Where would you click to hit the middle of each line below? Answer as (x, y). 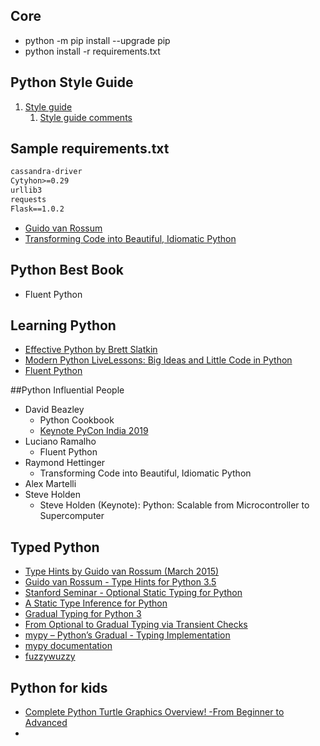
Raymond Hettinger (65, 463)
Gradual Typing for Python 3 (83, 614)
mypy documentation (68, 646)
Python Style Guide (72, 82)
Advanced (46, 723)
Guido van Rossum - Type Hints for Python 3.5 (120, 582)
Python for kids (59, 687)
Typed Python (55, 547)
